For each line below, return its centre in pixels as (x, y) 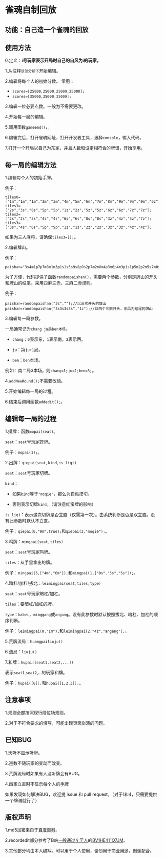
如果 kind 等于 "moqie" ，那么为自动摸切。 (52, 494)
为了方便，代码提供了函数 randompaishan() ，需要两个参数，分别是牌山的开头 (81, 277)
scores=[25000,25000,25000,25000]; (48, 92)
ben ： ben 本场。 (27, 360)
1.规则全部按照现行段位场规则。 (37, 713)
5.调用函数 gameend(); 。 (29, 127)
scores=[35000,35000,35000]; (42, 97)
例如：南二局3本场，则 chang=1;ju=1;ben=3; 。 (51, 371)
